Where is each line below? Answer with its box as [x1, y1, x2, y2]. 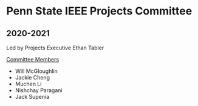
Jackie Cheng [15, 74, 50, 81]
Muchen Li [15, 80, 42, 87]
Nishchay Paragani [15, 87, 63, 94]
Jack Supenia [15, 93, 50, 100]
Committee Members [6, 56, 60, 63]
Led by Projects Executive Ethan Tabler [6, 44, 104, 51]
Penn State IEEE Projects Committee [6, 4, 193, 18]
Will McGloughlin [15, 67, 58, 75]
